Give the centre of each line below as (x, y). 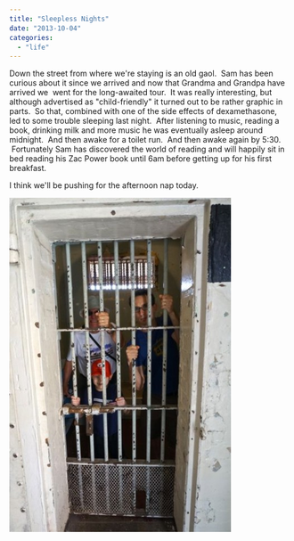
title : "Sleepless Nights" (59, 19)
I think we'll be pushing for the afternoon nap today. (104, 185)
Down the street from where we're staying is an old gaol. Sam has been (141, 74)
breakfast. (28, 168)
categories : (31, 37)
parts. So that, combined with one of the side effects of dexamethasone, (143, 111)
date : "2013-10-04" (45, 28)
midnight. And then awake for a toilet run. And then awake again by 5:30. (145, 140)
